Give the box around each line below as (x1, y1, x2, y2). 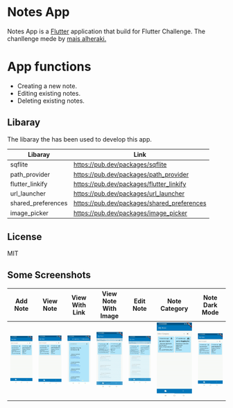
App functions (7, 59, 92, 75)
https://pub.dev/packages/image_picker (73, 209, 188, 217)
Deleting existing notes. (17, 96, 85, 105)
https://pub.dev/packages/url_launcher (73, 189, 185, 198)
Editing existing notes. (17, 89, 81, 97)
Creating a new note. (17, 81, 78, 90)
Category (160, 305, 189, 313)
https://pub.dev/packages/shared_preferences (73, 199, 207, 207)
